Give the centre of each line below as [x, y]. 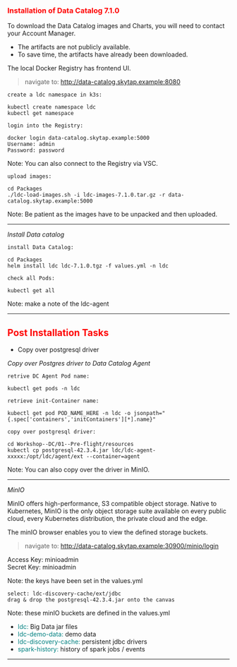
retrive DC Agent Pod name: [49, 376]
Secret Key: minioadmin [42, 567]
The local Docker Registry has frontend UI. [69, 68]
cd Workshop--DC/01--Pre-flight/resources [71, 444]
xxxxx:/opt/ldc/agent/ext [45, 457]
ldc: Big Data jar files [48, 627]
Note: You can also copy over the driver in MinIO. [79, 470]
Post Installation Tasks [58, 333]
